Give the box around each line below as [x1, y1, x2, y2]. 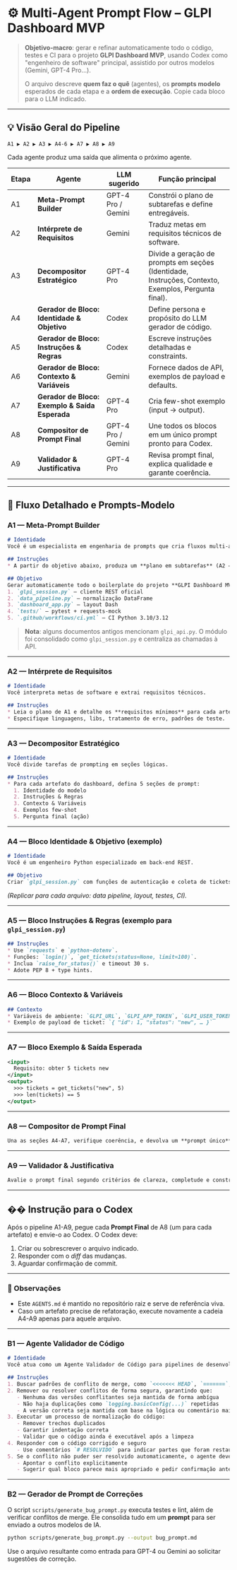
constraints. [147, 351, 188, 361]
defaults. [147, 380, 178, 390]
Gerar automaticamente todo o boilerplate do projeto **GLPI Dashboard [7, 582, 222, 589]
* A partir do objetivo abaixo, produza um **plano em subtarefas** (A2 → [7, 562, 232, 569]
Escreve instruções [147, 334, 212, 343]
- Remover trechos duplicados [16, 1420, 106, 1427]
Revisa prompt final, [147, 450, 214, 460]
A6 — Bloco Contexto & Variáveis [7, 990, 123, 1000]
